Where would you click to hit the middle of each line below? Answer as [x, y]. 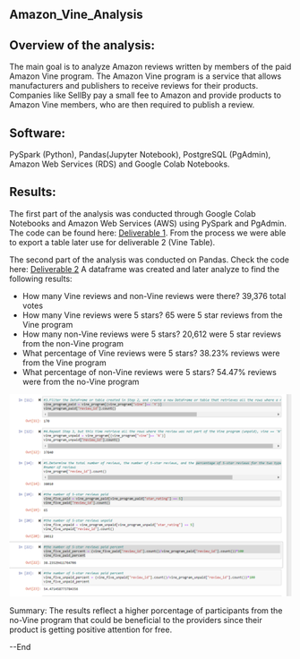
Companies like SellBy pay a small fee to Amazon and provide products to [146, 95]
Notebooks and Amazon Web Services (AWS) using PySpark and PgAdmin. [148, 223]
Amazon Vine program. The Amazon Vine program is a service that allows [146, 76]
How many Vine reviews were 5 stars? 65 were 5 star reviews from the [152, 315]
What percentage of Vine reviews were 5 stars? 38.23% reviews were [151, 353]
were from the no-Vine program [81, 381]
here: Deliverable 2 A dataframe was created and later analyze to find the [145, 269]
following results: [41, 278]
